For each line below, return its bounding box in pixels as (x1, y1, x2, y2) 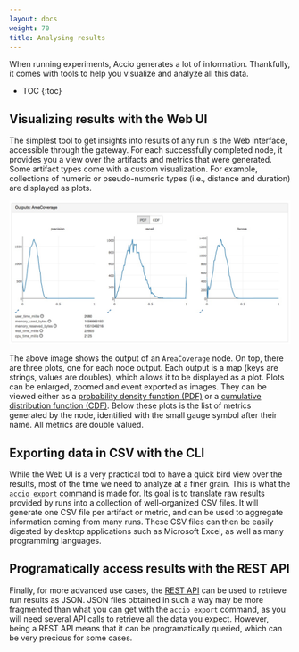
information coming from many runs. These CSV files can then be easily (9, 516, 274, 527)
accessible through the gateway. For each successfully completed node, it (9, 145, 283, 155)
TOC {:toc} (21, 86, 62, 96)
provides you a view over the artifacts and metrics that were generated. (9, 155, 272, 165)
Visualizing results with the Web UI (9, 112, 208, 127)
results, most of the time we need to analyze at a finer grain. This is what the (9, 478, 291, 489)
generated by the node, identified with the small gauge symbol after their (9, 410, 278, 421)
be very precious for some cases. (9, 632, 133, 643)
